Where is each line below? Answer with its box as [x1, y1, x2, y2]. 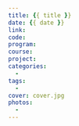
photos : [8, 99, 34, 106]
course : [8, 48, 34, 56]
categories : [8, 63, 47, 70]
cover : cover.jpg [8, 92, 65, 99]
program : [8, 41, 37, 49]
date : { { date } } [8, 19, 65, 27]
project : [8, 56, 37, 63]
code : [8, 33, 26, 41]
